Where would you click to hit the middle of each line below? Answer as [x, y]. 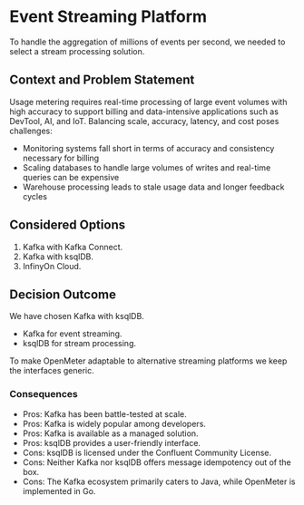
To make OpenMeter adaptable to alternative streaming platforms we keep [148, 361]
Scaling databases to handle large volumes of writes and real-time [147, 167]
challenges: [31, 131]
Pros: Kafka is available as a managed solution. [110, 433]
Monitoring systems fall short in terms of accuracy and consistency [148, 148]
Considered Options [67, 225]
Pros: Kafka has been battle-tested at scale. [105, 413]
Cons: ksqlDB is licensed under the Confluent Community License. [147, 452]
